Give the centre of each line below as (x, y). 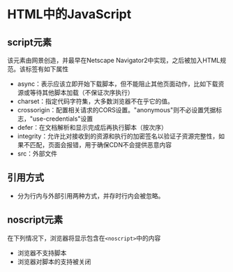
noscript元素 (35, 220)
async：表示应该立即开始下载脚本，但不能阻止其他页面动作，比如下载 (118, 84)
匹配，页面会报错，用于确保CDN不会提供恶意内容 (101, 145)
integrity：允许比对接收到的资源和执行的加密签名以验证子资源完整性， (118, 136)
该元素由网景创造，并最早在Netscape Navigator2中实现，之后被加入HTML (114, 60)
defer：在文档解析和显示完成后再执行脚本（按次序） (92, 127)
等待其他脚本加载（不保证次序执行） (82, 92)
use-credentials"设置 (62, 119)
